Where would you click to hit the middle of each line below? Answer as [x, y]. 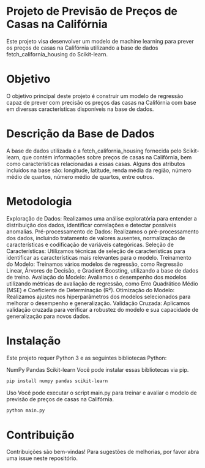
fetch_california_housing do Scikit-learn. [57, 54]
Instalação [34, 341]
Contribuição [40, 435]
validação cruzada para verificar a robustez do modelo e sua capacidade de [102, 309]
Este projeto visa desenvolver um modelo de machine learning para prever [100, 41]
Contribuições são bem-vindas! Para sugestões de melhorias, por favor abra [103, 452]
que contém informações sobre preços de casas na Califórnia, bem [107, 157]
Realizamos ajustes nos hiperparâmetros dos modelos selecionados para [99, 296]
